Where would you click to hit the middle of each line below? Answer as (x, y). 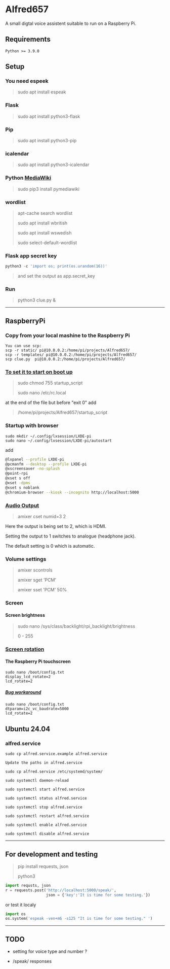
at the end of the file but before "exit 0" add (51, 403)
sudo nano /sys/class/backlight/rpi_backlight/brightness (76, 626)
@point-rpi (17, 474)
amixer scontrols (35, 570)
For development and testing (52, 854)
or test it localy (21, 905)
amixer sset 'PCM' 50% (42, 590)
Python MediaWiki (28, 178)
